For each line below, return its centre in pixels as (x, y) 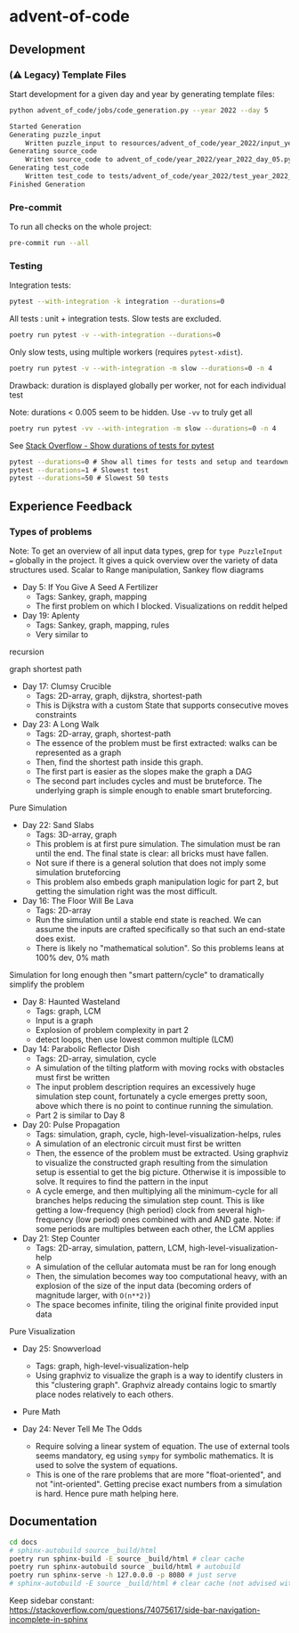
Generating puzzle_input (55, 135)
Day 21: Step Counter (61, 1239)
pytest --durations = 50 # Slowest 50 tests (89, 479)
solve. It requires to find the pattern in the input (122, 1182)
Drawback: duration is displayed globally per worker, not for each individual (148, 385)
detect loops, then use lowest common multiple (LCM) (134, 1039)
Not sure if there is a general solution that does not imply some (151, 863)
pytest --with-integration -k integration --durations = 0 (117, 302)
